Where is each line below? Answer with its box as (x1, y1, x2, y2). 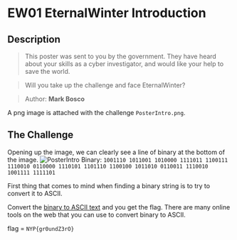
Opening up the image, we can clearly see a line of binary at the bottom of (7, 148, 226, 156)
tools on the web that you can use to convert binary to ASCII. (7, 210, 186, 219)
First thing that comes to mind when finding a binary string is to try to (7, 181, 211, 190)
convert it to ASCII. (7, 189, 63, 197)
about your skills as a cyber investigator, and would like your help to (24, 60, 224, 68)
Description (7, 33, 60, 45)
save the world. (24, 67, 70, 75)
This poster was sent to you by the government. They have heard (24, 52, 217, 60)
